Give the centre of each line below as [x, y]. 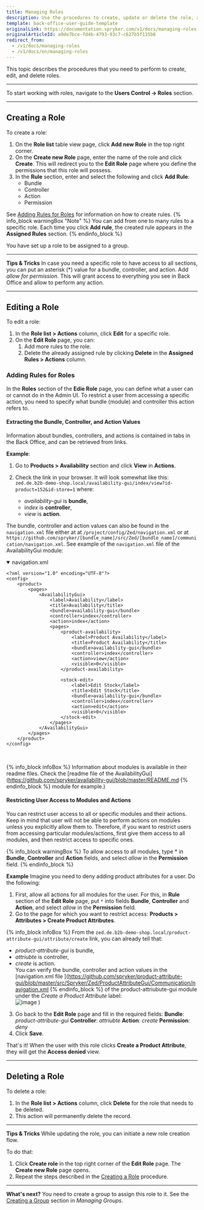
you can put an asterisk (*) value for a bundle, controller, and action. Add [97, 269]
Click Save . [29, 1033]
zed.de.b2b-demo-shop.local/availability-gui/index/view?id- [94, 483]
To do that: [20, 1152]
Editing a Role [33, 307]
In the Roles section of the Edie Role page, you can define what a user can [100, 389]
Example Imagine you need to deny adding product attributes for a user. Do [101, 876]
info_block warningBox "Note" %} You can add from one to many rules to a [100, 220]
